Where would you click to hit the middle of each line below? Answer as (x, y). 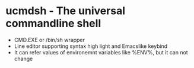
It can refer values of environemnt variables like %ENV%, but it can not (101, 52)
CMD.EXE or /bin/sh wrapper (50, 40)
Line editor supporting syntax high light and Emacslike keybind (91, 46)
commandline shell (53, 23)
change (23, 59)
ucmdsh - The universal (66, 11)
